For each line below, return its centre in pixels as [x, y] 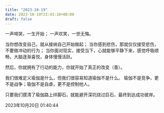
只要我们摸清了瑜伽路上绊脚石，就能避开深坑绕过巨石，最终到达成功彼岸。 [81, 95]
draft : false [19, 19]
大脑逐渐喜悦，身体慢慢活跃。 [44, 57]
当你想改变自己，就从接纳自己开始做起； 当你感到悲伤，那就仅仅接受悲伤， [82, 44]
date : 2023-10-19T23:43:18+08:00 [40, 14]
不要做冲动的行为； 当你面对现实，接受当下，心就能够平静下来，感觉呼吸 [80, 51]
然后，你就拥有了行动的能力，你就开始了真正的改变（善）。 [65, 67]
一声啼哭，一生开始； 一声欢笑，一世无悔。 [49, 34]
